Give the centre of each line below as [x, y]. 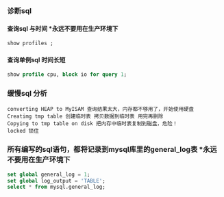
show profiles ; [30, 43]
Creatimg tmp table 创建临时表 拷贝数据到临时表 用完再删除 [85, 117]
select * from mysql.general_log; [57, 187]
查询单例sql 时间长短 [36, 60]
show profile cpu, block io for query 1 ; [67, 75]
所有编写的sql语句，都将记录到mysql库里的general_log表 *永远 [112, 150]
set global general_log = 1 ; [49, 174]
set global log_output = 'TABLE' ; [57, 181]
